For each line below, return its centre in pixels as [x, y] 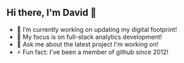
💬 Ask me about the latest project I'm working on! [87, 44]
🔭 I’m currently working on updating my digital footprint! [97, 29]
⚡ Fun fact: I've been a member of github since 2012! [92, 52]
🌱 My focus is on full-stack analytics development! [89, 37]
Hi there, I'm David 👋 [52, 13]
